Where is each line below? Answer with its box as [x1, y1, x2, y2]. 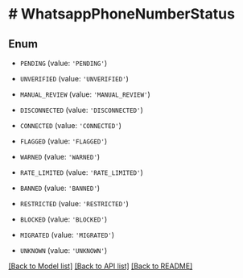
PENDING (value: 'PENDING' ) [19, 58, 107, 68]
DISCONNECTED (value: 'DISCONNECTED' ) [19, 106, 143, 114]
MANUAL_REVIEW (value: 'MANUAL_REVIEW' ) [19, 89, 150, 99]
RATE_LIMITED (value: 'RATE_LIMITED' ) [19, 168, 143, 177]
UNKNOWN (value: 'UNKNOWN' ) [19, 246, 107, 255]
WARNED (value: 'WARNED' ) [19, 152, 101, 161]
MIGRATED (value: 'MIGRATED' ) [19, 230, 115, 239]
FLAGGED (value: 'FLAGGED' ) [19, 136, 107, 146]
